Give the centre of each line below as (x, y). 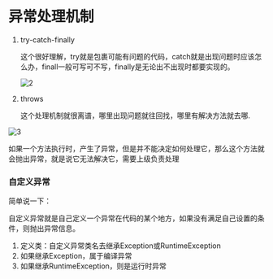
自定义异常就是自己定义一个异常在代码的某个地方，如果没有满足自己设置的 (133, 218)
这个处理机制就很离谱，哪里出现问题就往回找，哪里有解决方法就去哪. (135, 116)
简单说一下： (30, 201)
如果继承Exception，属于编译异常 (76, 256)
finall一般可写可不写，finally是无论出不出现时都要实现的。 (138, 67)
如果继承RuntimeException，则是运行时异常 (93, 266)
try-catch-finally (48, 39)
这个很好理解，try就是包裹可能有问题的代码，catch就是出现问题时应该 (137, 56)
